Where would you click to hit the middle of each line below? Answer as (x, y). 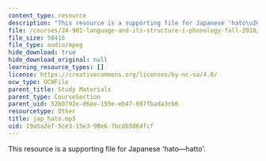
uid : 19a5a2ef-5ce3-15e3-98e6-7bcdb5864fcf (81, 126)
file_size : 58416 (37, 38)
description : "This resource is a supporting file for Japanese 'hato (127, 23)
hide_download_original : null (58, 60)
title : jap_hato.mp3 (42, 119)
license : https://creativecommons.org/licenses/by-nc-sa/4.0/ (113, 75)
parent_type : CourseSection (55, 97)
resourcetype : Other (42, 112)
